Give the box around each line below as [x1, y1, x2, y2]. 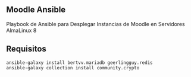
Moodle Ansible [6, 5, 66, 15]
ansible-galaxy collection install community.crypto [6, 65, 140, 70]
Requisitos [6, 44, 46, 54]
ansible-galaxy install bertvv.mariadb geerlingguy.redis [6, 59, 153, 66]
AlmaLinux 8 [6, 27, 37, 34]
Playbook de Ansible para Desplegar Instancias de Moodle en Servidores [6, 20, 186, 27]
